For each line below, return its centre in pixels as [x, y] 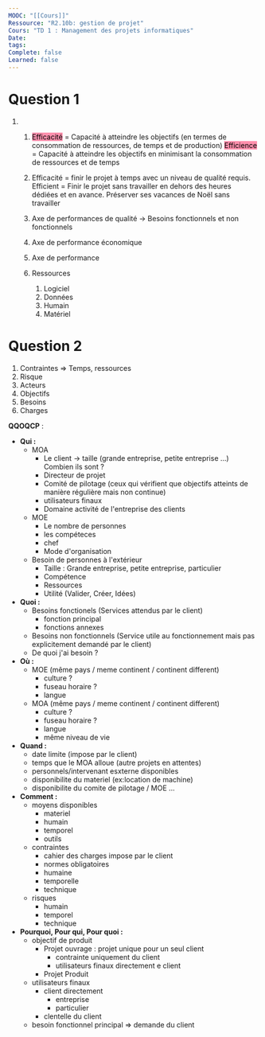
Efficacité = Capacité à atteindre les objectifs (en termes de [129, 137]
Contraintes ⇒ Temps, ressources [75, 368]
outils [53, 838]
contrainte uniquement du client [108, 957]
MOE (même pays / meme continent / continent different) [125, 669]
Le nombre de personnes [85, 525]
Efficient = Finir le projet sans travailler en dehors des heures [132, 186]
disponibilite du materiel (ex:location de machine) [112, 779]
